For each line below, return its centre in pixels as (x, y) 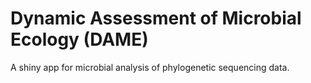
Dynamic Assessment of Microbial (156, 18)
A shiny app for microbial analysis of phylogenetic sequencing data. (150, 67)
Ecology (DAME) (79, 39)
